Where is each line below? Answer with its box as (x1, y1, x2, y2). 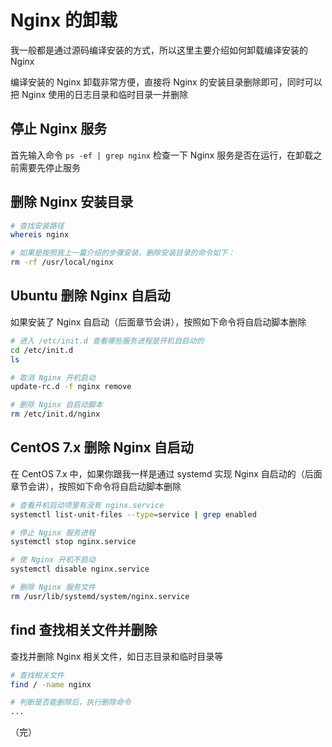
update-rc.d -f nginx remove (10, 382, 132, 392)
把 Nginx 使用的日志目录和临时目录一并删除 (10, 88, 189, 100)
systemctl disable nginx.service (10, 564, 150, 575)
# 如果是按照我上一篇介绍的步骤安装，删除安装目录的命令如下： (10, 248, 236, 258)
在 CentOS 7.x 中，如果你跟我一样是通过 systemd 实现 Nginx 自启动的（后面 (10, 467, 323, 480)
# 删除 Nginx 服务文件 (10, 582, 96, 593)
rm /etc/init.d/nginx (10, 409, 101, 420)
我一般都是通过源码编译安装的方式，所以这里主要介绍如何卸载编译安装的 (10, 44, 308, 56)
